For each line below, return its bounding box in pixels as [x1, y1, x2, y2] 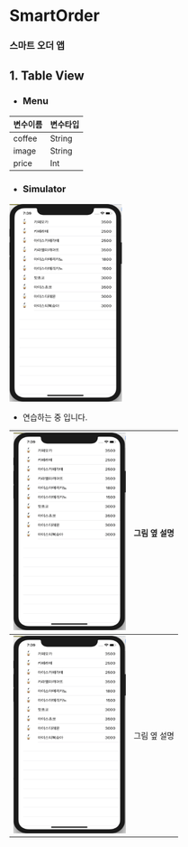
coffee [13, 133, 38, 144]
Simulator [22, 182, 67, 195]
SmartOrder [9, 5, 101, 26]
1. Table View [9, 68, 85, 83]
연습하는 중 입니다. [22, 412, 88, 423]
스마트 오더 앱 [9, 40, 66, 52]
